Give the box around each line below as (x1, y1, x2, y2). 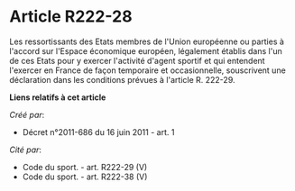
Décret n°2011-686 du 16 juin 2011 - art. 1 (22, 126, 175, 137)
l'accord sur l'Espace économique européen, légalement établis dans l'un (9, 45, 282, 56)
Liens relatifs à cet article (9, 92, 106, 103)
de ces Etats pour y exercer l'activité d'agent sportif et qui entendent (9, 55, 265, 66)
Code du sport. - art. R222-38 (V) (22, 171, 148, 182)
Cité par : (9, 144, 42, 155)
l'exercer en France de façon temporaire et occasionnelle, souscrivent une (9, 65, 286, 76)
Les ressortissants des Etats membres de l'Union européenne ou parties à (9, 36, 284, 47)
